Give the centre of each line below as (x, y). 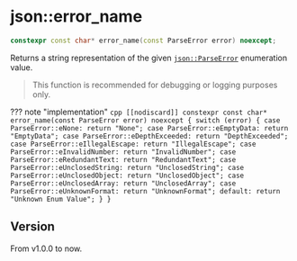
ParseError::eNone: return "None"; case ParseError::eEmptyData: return (149, 128)
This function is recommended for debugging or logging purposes (155, 85)
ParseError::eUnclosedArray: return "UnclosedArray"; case (123, 183)
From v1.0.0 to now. (46, 248)
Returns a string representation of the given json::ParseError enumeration (148, 58)
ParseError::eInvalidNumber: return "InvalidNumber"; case (123, 152)
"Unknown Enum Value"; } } (61, 199)
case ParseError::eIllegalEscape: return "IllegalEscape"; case (133, 144)
